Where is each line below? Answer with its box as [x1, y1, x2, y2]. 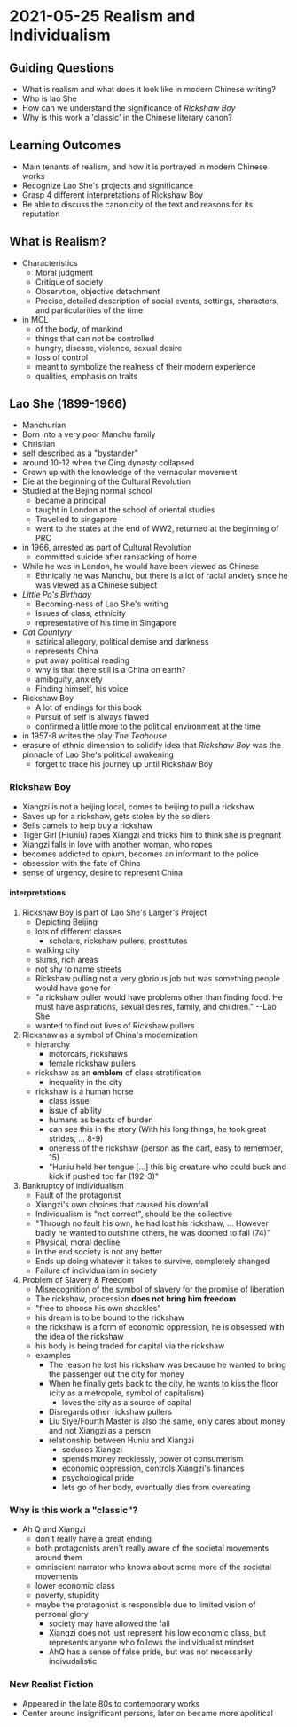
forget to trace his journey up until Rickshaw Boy [35, 759, 213, 770]
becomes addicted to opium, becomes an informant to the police [21, 848, 259, 859]
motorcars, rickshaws [48, 1048, 129, 1059]
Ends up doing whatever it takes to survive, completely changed [35, 1255, 270, 1266]
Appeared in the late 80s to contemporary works [21, 1698, 200, 1708]
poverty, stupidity [35, 1590, 100, 1601]
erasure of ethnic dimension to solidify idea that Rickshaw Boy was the [21, 740, 282, 751]
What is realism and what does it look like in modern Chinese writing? [21, 84, 277, 94]
